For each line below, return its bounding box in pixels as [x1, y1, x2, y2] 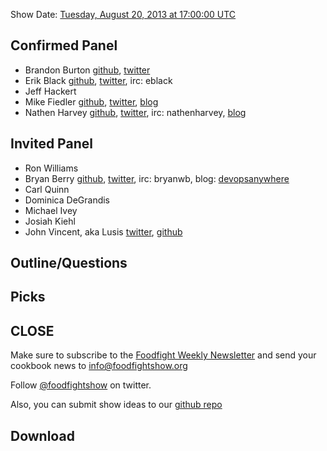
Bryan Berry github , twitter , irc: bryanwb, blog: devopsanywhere [24, 172, 290, 184]
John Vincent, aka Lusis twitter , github [24, 225, 183, 238]
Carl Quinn [24, 183, 70, 195]
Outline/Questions [10, 255, 128, 272]
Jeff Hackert [24, 85, 77, 97]
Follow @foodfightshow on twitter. [10, 379, 152, 391]
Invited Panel [10, 135, 93, 153]
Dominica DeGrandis [24, 194, 111, 206]
